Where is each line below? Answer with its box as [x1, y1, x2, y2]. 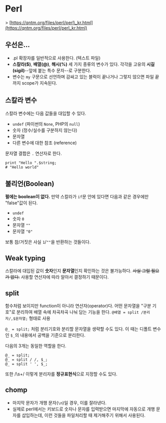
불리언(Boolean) [5, 179, 55, 188]
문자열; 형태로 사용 [15, 315, 51, 321]
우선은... [5, 41, 30, 49]
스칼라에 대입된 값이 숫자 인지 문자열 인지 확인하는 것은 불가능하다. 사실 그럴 [5, 268, 151, 274]
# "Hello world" [5, 165, 39, 170]
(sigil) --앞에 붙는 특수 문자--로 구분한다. [12, 67, 91, 73]
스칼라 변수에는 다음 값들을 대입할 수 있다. [5, 110, 86, 116]
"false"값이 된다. [5, 200, 38, 206]
